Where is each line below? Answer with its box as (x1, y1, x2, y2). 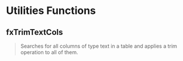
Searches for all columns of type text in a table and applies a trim (20, 42, 177, 49)
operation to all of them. (20, 49, 78, 56)
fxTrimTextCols (6, 27, 63, 37)
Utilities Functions (6, 4, 96, 17)
